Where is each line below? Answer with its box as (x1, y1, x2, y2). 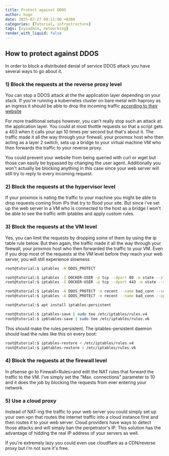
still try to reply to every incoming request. (5, 171, 93, 177)
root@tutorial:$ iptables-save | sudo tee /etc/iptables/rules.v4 (5, 311, 147, 316)
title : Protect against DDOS (5, 7, 66, 13)
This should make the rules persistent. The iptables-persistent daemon (5, 325, 152, 332)
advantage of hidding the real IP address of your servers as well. (5, 430, 139, 436)
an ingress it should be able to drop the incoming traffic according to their (5, 103, 158, 109)
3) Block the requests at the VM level (5, 223, 97, 230)
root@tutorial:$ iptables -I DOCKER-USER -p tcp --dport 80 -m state (5, 275, 154, 280)
